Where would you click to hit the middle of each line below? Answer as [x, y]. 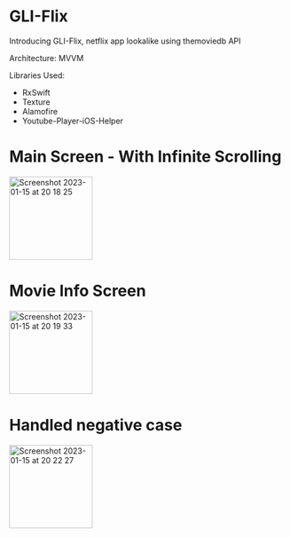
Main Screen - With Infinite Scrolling [145, 157]
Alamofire [40, 111]
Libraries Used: [37, 75]
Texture [36, 102]
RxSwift [36, 92]
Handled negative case [96, 425]
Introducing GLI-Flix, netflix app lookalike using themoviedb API [125, 41]
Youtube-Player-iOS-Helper [73, 121]
